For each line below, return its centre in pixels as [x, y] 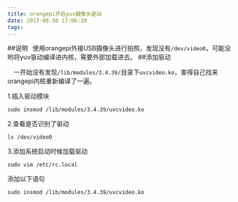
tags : [15, 27]
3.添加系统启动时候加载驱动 [48, 151]
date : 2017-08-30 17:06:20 [47, 21]
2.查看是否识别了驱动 [38, 124]
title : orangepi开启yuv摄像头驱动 [55, 14]
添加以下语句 [26, 179]
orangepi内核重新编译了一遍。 [52, 81]
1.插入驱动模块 [28, 96]
